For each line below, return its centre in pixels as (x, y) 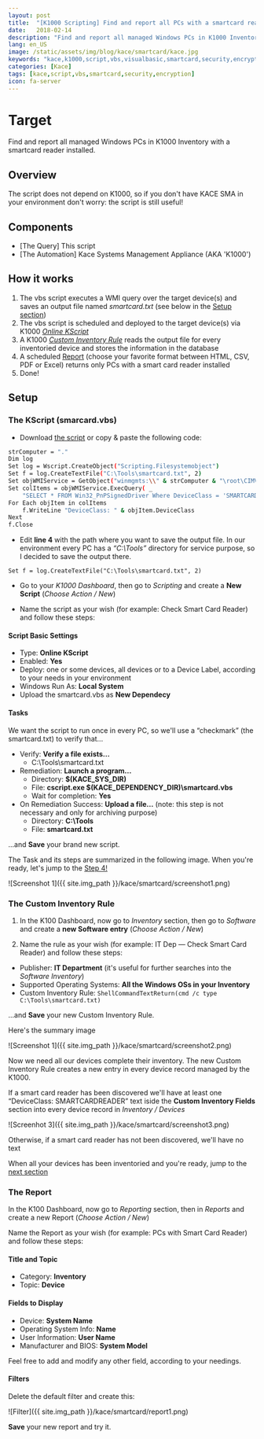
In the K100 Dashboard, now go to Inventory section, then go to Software (137, 920)
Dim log (21, 459)
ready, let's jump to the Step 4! (58, 868)
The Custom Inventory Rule (62, 904)
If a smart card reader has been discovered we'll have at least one (115, 1092)
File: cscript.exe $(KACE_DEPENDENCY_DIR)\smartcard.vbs (132, 787)
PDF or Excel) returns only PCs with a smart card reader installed (125, 364)
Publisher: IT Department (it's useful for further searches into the (125, 967)
